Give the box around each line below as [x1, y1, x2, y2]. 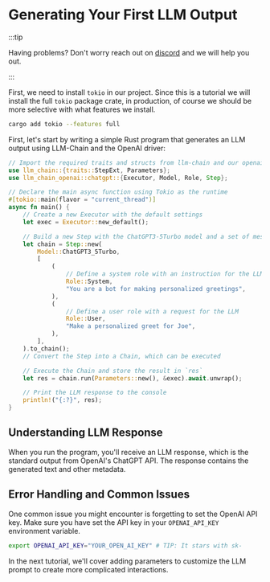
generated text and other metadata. [8, 464, 126, 473]
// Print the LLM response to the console [22, 388, 167, 397]
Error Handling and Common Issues [8, 488, 190, 502]
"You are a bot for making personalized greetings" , [65, 285, 247, 293]
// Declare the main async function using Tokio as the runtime [8, 188, 228, 196]
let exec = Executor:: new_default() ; [22, 218, 149, 226]
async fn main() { [8, 203, 70, 211]
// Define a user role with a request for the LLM [65, 307, 239, 315]
